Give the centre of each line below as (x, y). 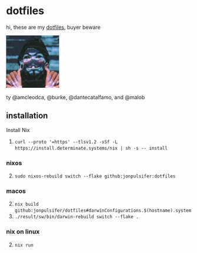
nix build (27, 205)
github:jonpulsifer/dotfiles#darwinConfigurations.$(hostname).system (103, 211)
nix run (24, 245)
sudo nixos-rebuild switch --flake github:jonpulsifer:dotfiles (95, 176)
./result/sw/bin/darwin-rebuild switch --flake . (77, 217)
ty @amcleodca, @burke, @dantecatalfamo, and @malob (76, 97)
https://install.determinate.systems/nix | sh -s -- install (91, 148)
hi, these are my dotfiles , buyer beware (54, 27)
